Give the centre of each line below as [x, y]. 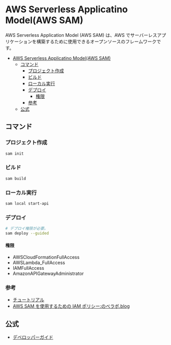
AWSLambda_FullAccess [39, 263]
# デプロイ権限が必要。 [27, 229]
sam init [15, 154]
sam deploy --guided [27, 233]
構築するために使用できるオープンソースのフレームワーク [96, 41]
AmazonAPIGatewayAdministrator [48, 274]
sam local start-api [27, 203]
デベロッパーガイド [33, 337]
